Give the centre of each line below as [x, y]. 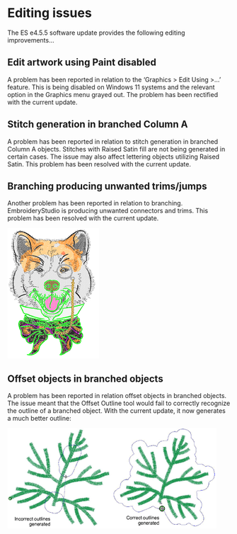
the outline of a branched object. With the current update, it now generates [117, 411]
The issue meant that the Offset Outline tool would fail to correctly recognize [119, 403]
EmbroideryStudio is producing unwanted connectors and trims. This [108, 211]
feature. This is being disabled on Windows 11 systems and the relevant [111, 87]
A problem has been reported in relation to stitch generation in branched [113, 141]
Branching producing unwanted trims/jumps [107, 186]
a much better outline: [40, 419]
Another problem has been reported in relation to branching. [95, 203]
